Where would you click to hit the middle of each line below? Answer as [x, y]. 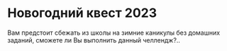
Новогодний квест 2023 [82, 13]
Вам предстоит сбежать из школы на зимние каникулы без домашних [114, 33]
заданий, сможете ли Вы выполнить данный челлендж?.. [94, 40]
